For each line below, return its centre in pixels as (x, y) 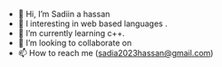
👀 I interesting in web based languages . (92, 24)
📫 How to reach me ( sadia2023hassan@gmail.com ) (116, 53)
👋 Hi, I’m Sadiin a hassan (64, 14)
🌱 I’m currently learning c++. (71, 33)
